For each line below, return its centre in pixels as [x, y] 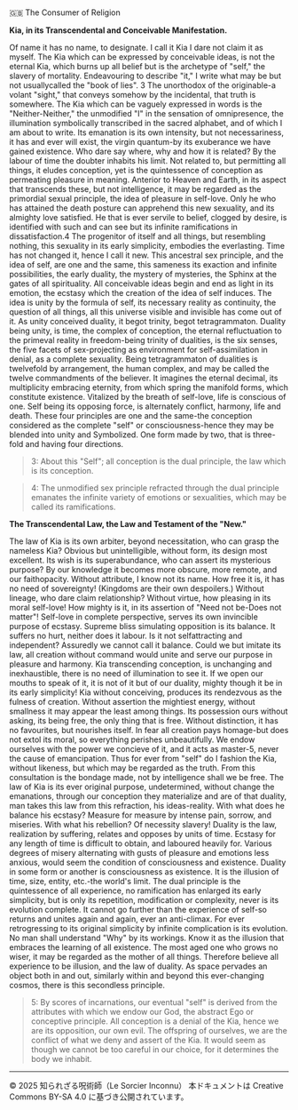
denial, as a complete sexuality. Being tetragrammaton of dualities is [134, 359]
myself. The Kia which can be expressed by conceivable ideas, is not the [142, 57]
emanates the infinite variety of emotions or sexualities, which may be [158, 498]
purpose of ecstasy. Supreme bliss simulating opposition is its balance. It [142, 627]
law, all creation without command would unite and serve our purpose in [141, 655]
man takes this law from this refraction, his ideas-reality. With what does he [147, 806]
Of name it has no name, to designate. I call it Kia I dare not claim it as [137, 48]
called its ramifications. [73, 507]
